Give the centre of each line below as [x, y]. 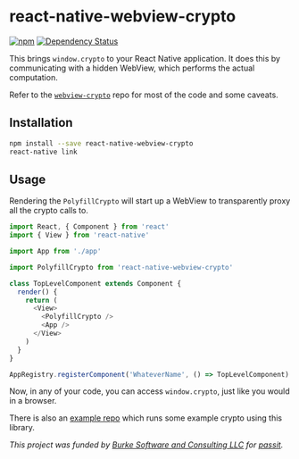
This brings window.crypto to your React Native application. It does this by [145, 58]
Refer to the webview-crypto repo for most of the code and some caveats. [144, 95]
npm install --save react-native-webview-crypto [101, 143]
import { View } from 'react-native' [79, 235]
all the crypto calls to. [49, 211]
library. [22, 428]
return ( [42, 300]
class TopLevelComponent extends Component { [95, 283]
